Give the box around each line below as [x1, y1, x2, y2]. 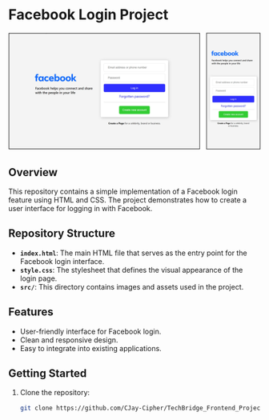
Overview [8, 166, 58, 179]
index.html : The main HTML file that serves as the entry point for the [19, 248, 247, 258]
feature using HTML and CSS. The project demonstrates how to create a [8, 195, 247, 205]
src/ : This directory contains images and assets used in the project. [19, 282, 244, 291]
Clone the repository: [19, 388, 90, 398]
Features [8, 306, 54, 319]
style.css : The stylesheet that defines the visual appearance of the [19, 265, 243, 274]
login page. [19, 274, 58, 283]
